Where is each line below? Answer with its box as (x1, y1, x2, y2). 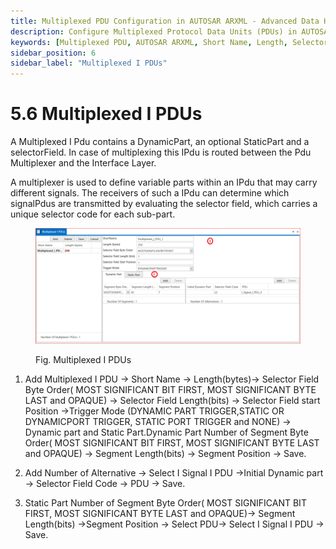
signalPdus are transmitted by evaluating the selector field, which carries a (10, 198, 318, 210)
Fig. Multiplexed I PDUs (35, 353, 132, 365)
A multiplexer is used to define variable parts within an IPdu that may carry (10, 176, 318, 189)
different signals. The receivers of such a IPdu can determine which (10, 187, 290, 199)
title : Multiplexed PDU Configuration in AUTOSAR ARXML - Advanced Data (10, 16, 320, 26)
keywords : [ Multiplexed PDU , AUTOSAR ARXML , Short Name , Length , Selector (10, 37, 329, 47)
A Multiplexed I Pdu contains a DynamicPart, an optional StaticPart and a (10, 136, 310, 148)
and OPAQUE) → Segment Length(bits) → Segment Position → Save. (24, 447, 307, 459)
